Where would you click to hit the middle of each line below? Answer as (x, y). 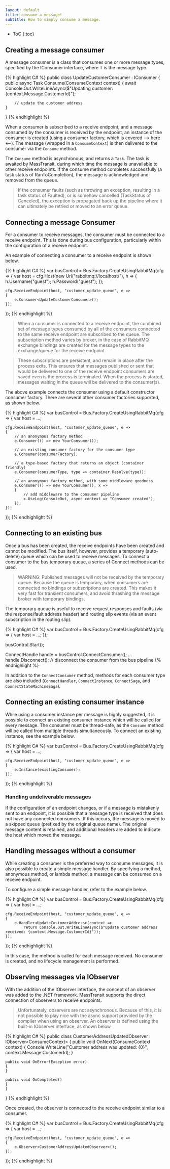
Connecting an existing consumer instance (75, 702)
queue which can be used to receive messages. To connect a (85, 556)
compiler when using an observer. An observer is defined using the (88, 1021)
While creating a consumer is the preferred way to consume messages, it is (84, 863)
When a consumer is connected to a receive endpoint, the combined (89, 323)
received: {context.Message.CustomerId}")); (53, 932)
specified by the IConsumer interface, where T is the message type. (76, 68)
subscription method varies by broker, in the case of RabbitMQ (83, 340)
